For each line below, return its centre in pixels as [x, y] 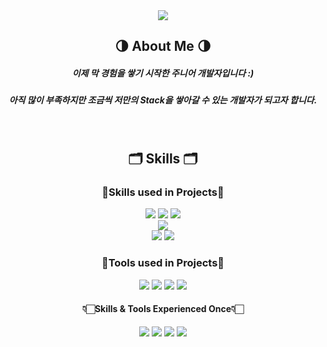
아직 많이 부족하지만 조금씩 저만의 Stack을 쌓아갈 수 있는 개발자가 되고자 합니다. [163, 100]
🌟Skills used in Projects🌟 [163, 192]
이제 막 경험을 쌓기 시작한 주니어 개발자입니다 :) [163, 73]
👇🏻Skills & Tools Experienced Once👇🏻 [163, 309]
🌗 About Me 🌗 [163, 46]
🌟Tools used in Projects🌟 [163, 263]
